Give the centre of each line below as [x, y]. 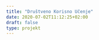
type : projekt [24, 28]
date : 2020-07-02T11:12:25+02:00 [47, 17]
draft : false [22, 22]
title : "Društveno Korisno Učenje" [50, 11]
